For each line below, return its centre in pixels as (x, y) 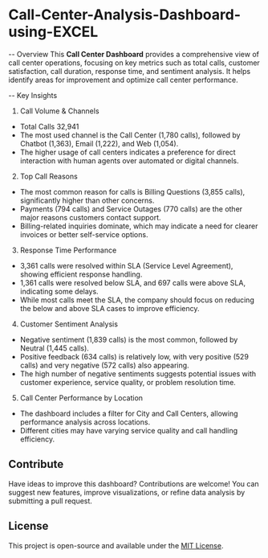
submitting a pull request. (50, 501)
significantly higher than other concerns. (87, 200)
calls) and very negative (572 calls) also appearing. (105, 365)
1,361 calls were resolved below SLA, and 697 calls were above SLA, (133, 282)
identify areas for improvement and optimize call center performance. (123, 80)
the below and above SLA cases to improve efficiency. (110, 308)
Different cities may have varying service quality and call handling (129, 430)
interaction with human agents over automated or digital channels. (129, 160)
